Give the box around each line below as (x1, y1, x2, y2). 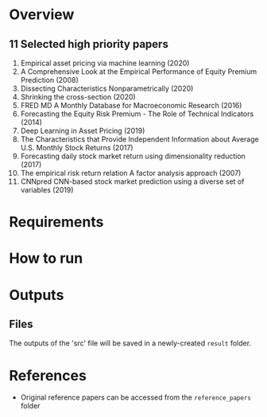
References (9, 366, 87, 384)
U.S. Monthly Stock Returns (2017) (20, 143, 133, 152)
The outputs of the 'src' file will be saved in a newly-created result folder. (9, 338, 252, 348)
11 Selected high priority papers (9, 37, 169, 51)
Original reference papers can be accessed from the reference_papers (20, 392, 252, 403)
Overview (9, 6, 75, 24)
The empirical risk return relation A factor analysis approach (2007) (20, 169, 242, 177)
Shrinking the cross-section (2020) (20, 92, 136, 101)
